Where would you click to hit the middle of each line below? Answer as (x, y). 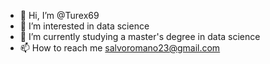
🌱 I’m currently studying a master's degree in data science (140, 36)
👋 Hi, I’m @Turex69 (59, 15)
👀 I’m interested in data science (84, 26)
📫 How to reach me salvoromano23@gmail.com (120, 48)
